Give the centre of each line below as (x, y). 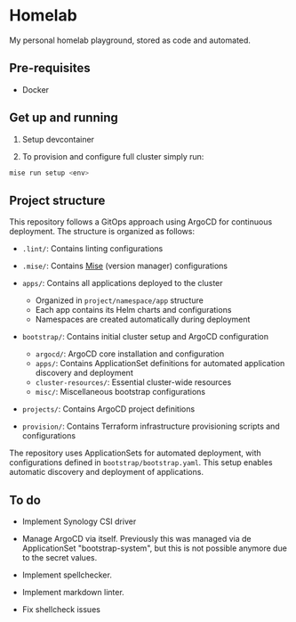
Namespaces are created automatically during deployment (143, 319)
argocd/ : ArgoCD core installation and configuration (130, 354)
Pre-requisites (50, 68)
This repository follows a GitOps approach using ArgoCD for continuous (141, 222)
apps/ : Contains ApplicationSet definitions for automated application (160, 364)
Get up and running (64, 118)
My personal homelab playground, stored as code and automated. (130, 40)
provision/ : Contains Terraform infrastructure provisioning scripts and (151, 426)
